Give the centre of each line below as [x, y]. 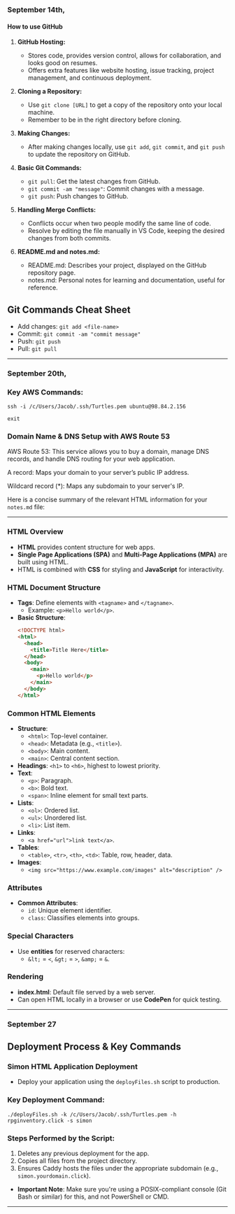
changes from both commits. [69, 238]
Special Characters [41, 936]
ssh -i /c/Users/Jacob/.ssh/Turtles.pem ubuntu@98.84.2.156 [97, 407]
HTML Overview [35, 531]
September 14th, [36, 10]
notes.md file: [26, 507]
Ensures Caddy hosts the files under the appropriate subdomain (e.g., [118, 1169]
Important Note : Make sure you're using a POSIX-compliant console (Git [122, 1190]
